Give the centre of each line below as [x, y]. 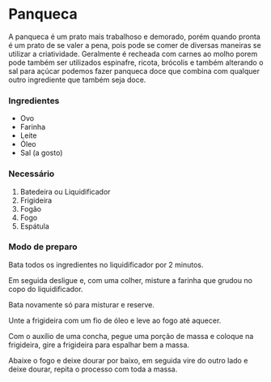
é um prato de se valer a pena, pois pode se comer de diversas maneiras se [135, 45]
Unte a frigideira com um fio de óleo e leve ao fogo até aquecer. [115, 320]
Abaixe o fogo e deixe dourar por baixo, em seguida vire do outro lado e [128, 360]
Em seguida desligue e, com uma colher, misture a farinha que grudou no [131, 280]
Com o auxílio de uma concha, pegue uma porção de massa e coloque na [131, 336]
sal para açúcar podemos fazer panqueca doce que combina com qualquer [134, 71]
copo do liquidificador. [46, 289]
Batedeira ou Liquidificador [65, 191]
